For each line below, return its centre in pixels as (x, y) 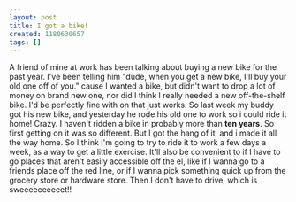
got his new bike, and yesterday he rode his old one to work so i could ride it (148, 114)
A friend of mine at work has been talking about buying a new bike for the (143, 67)
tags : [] (25, 42)
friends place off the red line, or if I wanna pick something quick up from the (148, 171)
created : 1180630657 (47, 34)
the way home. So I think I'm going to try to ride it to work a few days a (138, 143)
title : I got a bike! (49, 26)
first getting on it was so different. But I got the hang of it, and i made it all (143, 133)
